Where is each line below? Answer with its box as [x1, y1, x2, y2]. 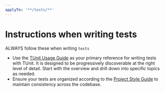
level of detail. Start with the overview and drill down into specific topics [12, 65, 160, 71]
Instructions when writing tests [5, 28, 137, 40]
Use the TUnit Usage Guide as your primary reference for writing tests [12, 55, 157, 61]
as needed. [12, 71, 36, 77]
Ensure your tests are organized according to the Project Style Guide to [12, 76, 159, 82]
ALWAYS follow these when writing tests [5, 45, 89, 51]
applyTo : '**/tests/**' [5, 7, 55, 12]
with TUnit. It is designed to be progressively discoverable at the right [12, 60, 155, 66]
